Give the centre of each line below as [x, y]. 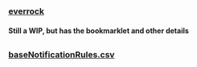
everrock [26, 11]
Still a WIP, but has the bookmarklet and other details [98, 31]
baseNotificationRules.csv [62, 54]
